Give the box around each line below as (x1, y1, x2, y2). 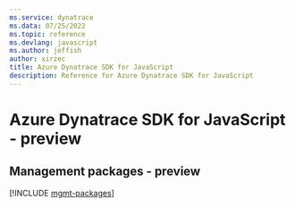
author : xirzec (9, 54, 66, 63)
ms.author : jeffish (9, 46, 82, 55)
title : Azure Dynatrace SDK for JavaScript (9, 63, 174, 72)
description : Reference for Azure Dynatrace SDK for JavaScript (9, 71, 254, 80)
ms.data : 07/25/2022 (9, 21, 87, 30)
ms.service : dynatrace (9, 12, 94, 22)
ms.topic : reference (9, 29, 87, 38)
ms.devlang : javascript (9, 37, 98, 47)
